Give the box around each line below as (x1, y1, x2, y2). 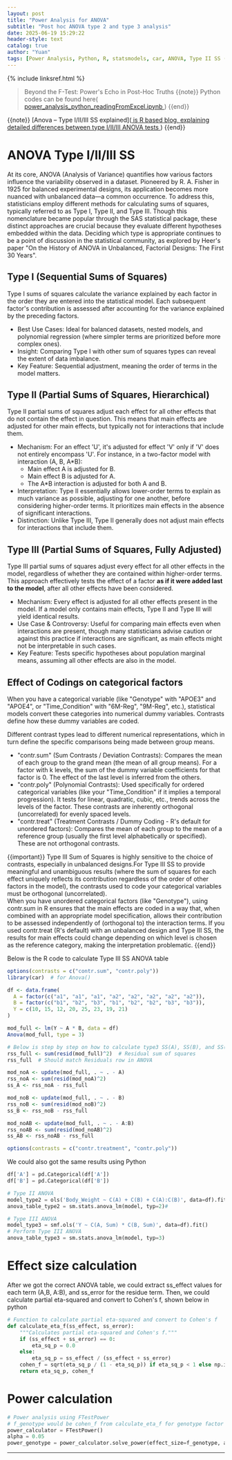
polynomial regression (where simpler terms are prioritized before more (17, 332, 221, 340)
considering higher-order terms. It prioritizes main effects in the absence (17, 502, 224, 510)
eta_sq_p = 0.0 (32, 1342, 76, 1349)
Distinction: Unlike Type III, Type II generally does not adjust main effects (17, 516, 224, 524)
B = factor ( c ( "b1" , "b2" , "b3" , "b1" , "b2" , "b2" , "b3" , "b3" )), (13, 999, 206, 1007)
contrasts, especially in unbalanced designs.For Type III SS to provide (7, 859, 206, 868)
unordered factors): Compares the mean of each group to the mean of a (17, 824, 222, 832)
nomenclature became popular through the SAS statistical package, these (7, 214, 217, 222)
